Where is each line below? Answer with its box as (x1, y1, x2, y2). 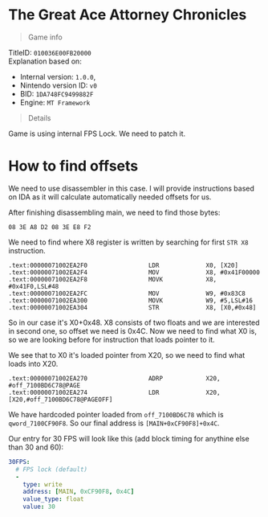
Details (27, 113, 51, 122)
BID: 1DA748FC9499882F (19, 88, 94, 98)
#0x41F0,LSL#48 (8, 282, 59, 290)
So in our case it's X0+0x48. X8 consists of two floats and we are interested (8, 318, 260, 327)
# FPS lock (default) (15, 465, 88, 474)
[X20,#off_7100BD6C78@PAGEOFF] (8, 396, 113, 404)
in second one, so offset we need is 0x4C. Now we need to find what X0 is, (8, 326, 258, 335)
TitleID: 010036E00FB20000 (8, 47, 91, 57)
